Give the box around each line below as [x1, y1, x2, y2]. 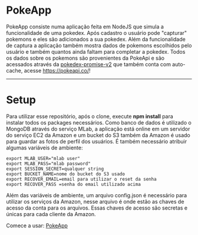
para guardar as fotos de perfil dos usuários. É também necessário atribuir [6, 138, 187, 145]
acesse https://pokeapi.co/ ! [24, 67, 91, 74]
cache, [6, 67, 23, 74]
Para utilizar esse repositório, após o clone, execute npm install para [6, 113, 174, 120]
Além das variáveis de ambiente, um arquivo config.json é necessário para [6, 191, 187, 198]
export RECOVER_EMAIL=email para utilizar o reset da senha [6, 176, 157, 182]
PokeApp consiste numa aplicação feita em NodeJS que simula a [6, 23, 164, 30]
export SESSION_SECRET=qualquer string [6, 166, 104, 172]
